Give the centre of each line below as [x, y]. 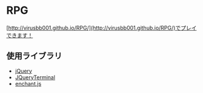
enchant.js [28, 83]
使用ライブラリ [34, 56]
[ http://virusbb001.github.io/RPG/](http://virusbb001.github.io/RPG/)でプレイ [101, 28]
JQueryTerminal [35, 77]
